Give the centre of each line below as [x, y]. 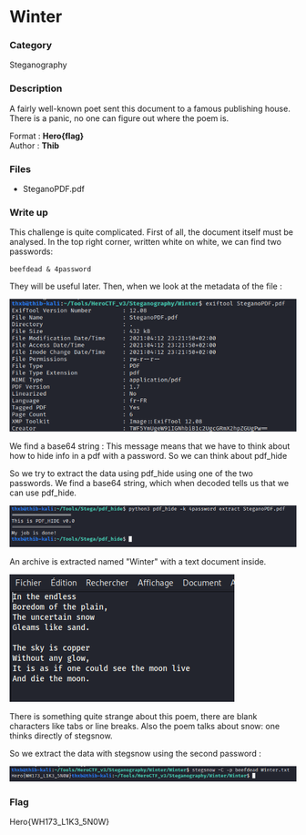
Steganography [38, 65]
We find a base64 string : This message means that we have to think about [150, 446]
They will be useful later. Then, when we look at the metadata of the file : [146, 286]
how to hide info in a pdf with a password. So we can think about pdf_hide [148, 455]
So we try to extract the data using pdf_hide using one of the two [131, 473]
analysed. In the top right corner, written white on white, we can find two [146, 242]
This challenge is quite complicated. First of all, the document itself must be [152, 232]
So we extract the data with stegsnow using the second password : [135, 753]
